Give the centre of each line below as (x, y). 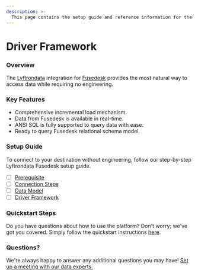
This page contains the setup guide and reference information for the (102, 17)
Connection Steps (37, 184)
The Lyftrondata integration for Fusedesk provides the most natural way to (97, 78)
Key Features (26, 100)
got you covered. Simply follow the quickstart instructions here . (84, 232)
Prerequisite (29, 177)
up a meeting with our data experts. (49, 267)
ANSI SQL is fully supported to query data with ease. (79, 125)
